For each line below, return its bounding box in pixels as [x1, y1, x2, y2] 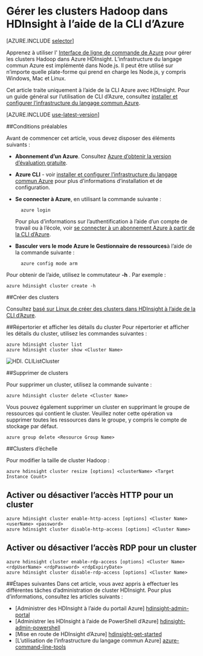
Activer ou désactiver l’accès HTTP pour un [6, 490, 174, 500]
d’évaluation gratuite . [14, 159, 68, 166]
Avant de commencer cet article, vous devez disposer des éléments [6, 134, 175, 142]
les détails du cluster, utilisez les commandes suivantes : [6, 330, 147, 337]
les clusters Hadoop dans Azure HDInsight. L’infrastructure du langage [6, 55, 182, 62]
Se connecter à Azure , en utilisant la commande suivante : [14, 195, 162, 202]
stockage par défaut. [6, 422, 59, 429]
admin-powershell [14, 624, 60, 631]
